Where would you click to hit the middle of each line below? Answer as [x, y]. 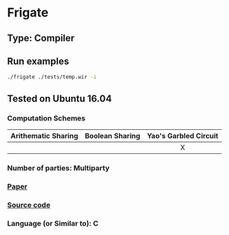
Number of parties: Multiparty [58, 168]
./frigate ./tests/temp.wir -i [52, 77]
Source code [29, 205]
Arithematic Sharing [44, 135]
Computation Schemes [46, 118]
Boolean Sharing [113, 135]
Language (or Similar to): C [53, 223]
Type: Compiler [41, 38]
